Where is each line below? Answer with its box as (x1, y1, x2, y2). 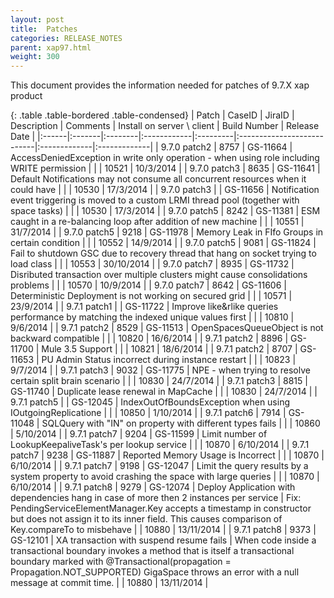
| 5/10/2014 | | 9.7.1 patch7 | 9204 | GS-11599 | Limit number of (10, 428, 268, 440)
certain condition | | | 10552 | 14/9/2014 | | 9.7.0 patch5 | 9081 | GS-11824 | (10, 237, 317, 249)
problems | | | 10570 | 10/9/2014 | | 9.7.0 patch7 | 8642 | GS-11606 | (10, 279, 287, 291)
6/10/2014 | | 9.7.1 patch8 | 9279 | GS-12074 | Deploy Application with (10, 481, 296, 493)
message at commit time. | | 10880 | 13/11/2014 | (10, 577, 209, 589)
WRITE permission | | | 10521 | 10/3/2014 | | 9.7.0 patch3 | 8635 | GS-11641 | (10, 162, 321, 175)
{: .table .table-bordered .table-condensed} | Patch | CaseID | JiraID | (10, 109, 295, 121)
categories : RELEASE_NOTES (10, 33, 123, 43)
